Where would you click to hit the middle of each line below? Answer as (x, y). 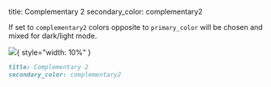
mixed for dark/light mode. (53, 36)
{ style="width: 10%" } (54, 52)
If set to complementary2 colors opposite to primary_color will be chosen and (136, 27)
